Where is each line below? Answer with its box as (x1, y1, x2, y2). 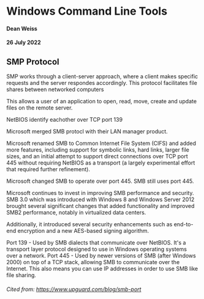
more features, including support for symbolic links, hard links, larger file (6, 146, 190, 153)
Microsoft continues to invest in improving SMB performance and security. (6, 190, 194, 197)
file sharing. (6, 271, 37, 279)
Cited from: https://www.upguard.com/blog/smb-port (6, 286, 142, 293)
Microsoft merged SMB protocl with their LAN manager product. (6, 128, 168, 135)
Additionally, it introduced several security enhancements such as (6, 221, 173, 228)
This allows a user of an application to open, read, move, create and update (6, 98, 197, 105)
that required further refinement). (6, 166, 91, 173)
